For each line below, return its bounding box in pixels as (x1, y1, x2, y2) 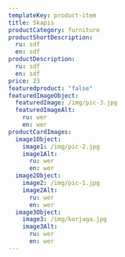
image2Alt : (22, 186, 58, 194)
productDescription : (8, 56, 76, 63)
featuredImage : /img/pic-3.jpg (15, 99, 118, 107)
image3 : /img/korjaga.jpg (22, 215, 108, 223)
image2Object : (15, 172, 61, 180)
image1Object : (15, 135, 61, 143)
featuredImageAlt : (15, 107, 76, 114)
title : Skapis (8, 19, 55, 27)
